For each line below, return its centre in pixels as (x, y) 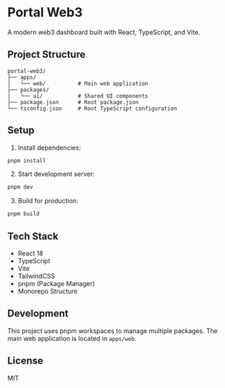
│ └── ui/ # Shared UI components (78, 96)
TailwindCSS (36, 276)
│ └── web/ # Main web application (78, 83)
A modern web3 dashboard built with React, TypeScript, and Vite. (104, 32)
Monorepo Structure (47, 291)
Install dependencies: (49, 148)
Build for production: (48, 201)
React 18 (30, 253)
